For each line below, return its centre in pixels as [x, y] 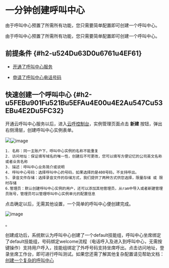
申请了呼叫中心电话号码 [37, 77]
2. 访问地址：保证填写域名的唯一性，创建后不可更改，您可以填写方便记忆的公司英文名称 [84, 156]
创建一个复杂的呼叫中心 [30, 260]
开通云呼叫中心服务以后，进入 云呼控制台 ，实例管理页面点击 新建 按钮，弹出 [84, 124]
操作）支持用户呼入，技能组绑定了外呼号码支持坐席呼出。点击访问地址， [84, 247]
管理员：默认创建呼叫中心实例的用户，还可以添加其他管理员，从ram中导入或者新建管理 [86, 188]
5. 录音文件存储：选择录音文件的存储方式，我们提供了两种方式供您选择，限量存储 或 [81, 178]
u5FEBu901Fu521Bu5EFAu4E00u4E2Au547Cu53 [84, 103]
